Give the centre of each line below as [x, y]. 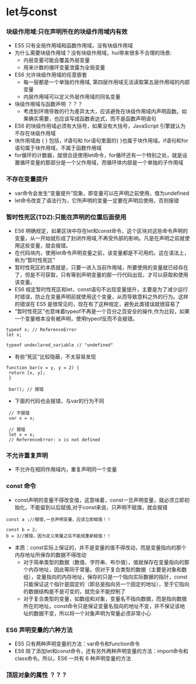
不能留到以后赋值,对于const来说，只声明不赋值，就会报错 [99, 507]
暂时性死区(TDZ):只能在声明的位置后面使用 [66, 217]
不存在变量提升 [27, 179]
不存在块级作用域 [35, 133]
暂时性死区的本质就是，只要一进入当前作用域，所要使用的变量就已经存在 [101, 267]
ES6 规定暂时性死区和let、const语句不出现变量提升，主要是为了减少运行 [101, 290]
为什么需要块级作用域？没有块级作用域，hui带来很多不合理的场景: [93, 53]
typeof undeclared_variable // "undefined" [60, 345]
